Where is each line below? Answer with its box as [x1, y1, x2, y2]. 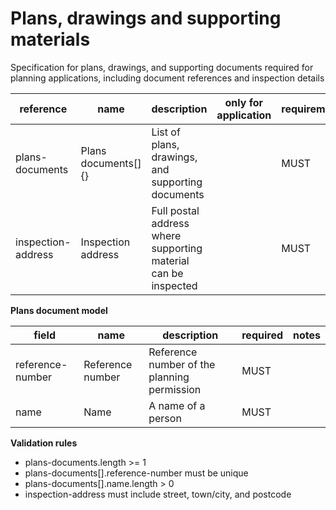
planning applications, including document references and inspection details [10, 72, 325, 84]
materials [10, 28, 91, 51]
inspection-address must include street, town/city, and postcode [24, 488, 292, 500]
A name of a [148, 398, 206, 412]
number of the [148, 357, 216, 371]
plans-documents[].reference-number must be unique [24, 467, 249, 479]
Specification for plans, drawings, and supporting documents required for [10, 61, 314, 73]
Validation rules [10, 437, 78, 449]
